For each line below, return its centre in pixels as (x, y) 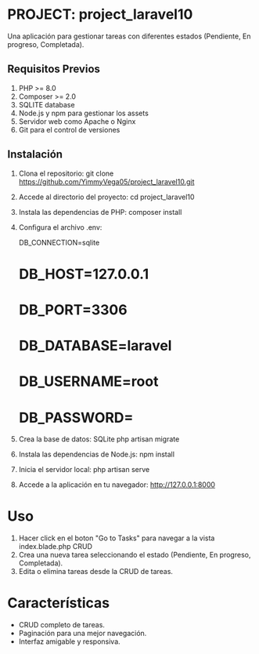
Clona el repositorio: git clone (66, 173)
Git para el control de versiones (69, 129)
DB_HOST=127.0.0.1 (84, 274)
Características (59, 603)
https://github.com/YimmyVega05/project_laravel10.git (106, 181)
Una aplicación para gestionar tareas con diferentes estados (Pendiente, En (129, 36)
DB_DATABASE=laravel (95, 346)
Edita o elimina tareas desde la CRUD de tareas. (96, 572)
